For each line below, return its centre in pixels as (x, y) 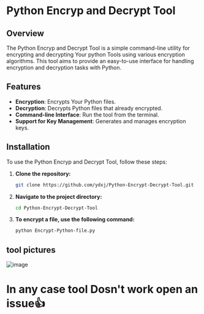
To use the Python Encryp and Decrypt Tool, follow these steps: (87, 162)
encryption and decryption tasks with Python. (64, 67)
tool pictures (31, 250)
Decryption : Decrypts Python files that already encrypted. (89, 108)
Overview (25, 33)
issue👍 (26, 304)
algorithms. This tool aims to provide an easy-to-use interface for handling (100, 61)
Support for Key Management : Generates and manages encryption (100, 121)
